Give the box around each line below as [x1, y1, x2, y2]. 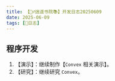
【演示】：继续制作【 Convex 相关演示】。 [14, 61, 113, 68]
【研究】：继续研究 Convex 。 [14, 68, 83, 76]
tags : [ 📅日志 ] [6, 20, 40, 26]
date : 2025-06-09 [6, 14, 50, 20]
